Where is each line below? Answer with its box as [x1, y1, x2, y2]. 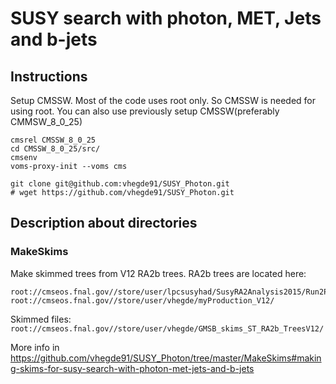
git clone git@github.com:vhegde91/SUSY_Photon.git [10, 179, 230, 189]
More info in [10, 341, 60, 353]
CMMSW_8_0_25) [10, 116, 83, 127]
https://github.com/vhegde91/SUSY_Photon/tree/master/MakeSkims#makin [10, 352, 322, 364]
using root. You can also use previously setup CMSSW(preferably [10, 105, 280, 117]
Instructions [10, 68, 88, 85]
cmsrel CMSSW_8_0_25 [10, 135, 97, 145]
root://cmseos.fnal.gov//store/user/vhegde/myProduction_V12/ [10, 295, 275, 306]
